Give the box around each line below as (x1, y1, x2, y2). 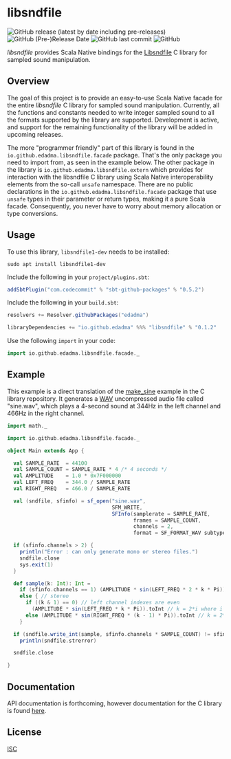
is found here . (7, 706, 47, 714)
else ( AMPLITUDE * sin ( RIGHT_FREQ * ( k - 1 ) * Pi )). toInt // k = (25, 612, 217, 619)
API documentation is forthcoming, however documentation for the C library (7, 699, 222, 707)
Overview (7, 76, 50, 87)
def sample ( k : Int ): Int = (13, 580, 91, 587)
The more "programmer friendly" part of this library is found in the (7, 143, 195, 152)
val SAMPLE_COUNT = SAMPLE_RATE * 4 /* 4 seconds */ (13, 466, 168, 473)
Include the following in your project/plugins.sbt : (7, 273, 150, 281)
